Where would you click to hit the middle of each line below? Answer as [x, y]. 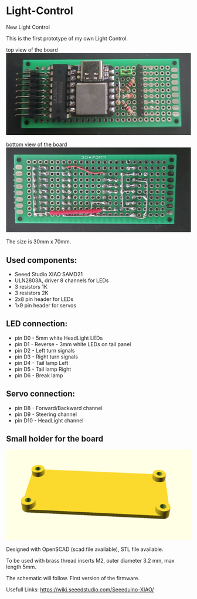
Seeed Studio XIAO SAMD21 [49, 275]
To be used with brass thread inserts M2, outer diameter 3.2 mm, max [90, 560]
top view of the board [32, 50]
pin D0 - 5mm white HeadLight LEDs [59, 338]
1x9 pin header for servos [45, 306]
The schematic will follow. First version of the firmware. [73, 578]
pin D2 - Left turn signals [45, 350]
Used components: [42, 260]
